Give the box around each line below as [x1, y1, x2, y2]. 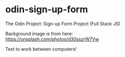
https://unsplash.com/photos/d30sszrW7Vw [5, 36, 99, 42]
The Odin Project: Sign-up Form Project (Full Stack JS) [5, 21, 120, 27]
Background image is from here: [5, 30, 73, 36]
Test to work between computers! [5, 46, 77, 52]
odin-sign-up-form [5, 4, 88, 15]
